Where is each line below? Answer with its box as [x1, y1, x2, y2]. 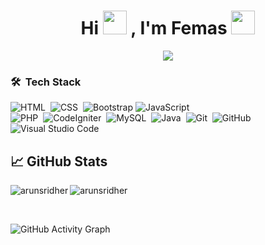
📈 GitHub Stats [10, 153, 108, 170]
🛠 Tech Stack [10, 75, 82, 89]
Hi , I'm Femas [80, 17, 228, 40]
